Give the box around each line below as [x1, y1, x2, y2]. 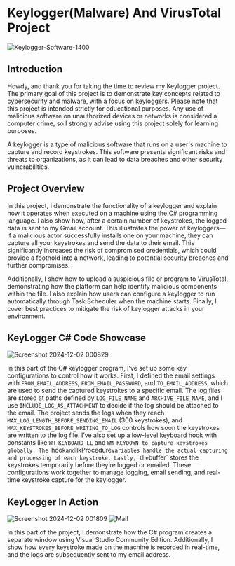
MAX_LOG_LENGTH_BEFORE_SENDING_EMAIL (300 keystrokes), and [7, 416, 183, 424]
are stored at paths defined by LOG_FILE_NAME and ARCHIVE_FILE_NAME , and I [7, 394, 223, 402]
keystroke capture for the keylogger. [21, 476, 126, 484]
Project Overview [7, 183, 85, 195]
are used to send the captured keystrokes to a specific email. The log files [7, 387, 221, 395]
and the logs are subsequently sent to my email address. [7, 551, 171, 559]
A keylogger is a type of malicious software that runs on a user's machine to [7, 140, 227, 149]
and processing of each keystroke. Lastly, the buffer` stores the [7, 453, 199, 462]
